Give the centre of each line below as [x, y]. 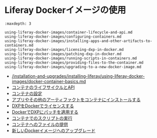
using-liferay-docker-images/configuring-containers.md [63, 37]
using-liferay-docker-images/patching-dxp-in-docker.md [63, 54]
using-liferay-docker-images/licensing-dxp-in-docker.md [64, 49]
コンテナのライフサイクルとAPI [43, 87]
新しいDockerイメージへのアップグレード [53, 130]
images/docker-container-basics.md [49, 81]
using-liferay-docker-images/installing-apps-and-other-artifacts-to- [78, 41]
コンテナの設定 [27, 93]
